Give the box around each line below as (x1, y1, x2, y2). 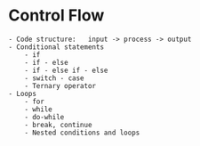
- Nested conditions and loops (24, 128, 140, 137)
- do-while (24, 112, 65, 121)
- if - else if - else (24, 66, 108, 75)
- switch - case (24, 73, 85, 83)
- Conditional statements (8, 42, 104, 52)
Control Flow (8, 5, 105, 26)
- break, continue (24, 120, 92, 129)
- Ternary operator (24, 81, 97, 90)
